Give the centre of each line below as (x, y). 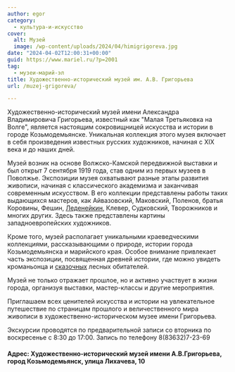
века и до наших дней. (41, 149)
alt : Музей (30, 40)
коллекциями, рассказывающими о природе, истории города (100, 244)
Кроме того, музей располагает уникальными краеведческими (103, 237)
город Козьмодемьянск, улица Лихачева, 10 (76, 361)
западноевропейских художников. (59, 223)
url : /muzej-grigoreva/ (42, 86)
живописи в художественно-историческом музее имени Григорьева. (112, 316)
